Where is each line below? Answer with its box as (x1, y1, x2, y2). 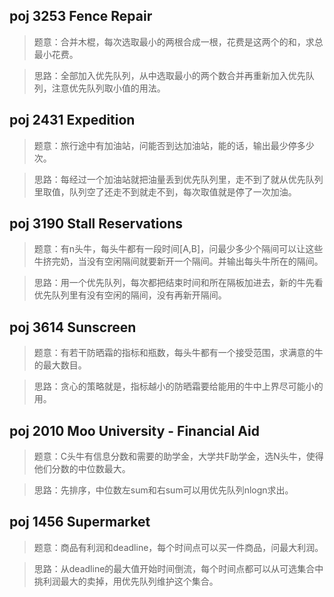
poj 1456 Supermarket (9, 514, 151, 531)
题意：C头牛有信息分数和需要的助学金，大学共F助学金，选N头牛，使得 (33, 450, 324, 463)
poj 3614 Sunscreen (9, 319, 137, 336)
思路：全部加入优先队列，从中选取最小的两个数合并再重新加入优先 (33, 69, 306, 81)
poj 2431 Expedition (9, 112, 136, 129)
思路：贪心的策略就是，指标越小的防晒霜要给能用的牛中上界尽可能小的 (33, 380, 324, 393)
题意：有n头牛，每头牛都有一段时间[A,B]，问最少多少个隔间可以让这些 (33, 243, 324, 255)
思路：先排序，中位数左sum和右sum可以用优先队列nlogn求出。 (33, 484, 294, 496)
